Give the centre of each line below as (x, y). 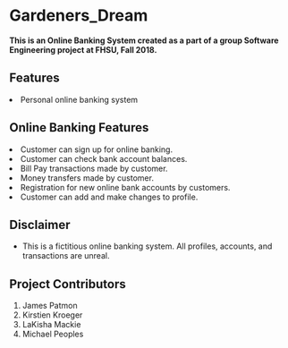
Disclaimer (40, 225)
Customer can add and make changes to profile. (110, 197)
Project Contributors (68, 284)
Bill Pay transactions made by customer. (94, 168)
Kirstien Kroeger (52, 315)
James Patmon (50, 306)
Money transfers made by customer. (88, 178)
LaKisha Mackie (51, 325)
